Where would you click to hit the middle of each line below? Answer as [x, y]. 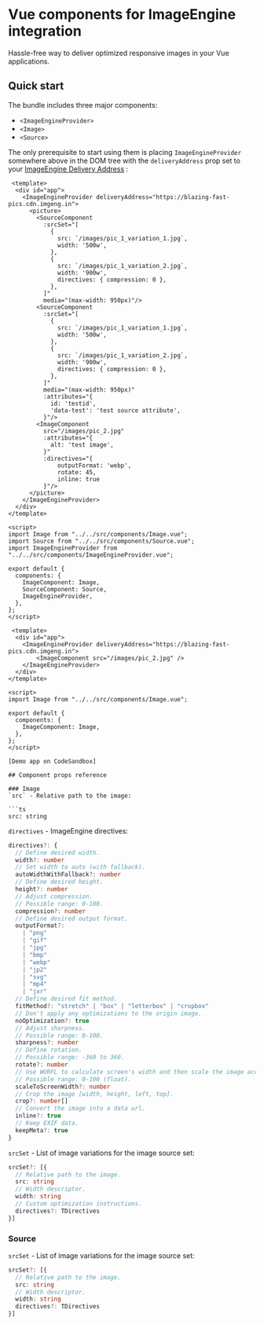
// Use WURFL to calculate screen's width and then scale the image [130, 1072]
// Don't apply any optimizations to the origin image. [108, 1013]
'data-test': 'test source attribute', [115, 410]
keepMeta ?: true [42, 1130]
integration [45, 31]
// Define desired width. [58, 852]
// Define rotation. [49, 1050]
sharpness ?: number [47, 1043]
